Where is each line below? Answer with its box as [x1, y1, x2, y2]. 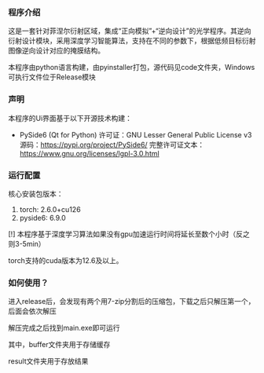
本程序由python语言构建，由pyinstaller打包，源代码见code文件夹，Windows [8, 63, 255, 72]
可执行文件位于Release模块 [8, 72, 97, 82]
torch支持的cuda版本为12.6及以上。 [8, 255, 123, 265]
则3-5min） [8, 239, 46, 248]
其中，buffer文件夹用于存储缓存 [8, 340, 111, 349]
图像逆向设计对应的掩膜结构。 [8, 46, 104, 56]
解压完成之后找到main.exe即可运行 [8, 324, 120, 333]
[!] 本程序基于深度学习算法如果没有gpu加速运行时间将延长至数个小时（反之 [8, 229, 250, 239]
